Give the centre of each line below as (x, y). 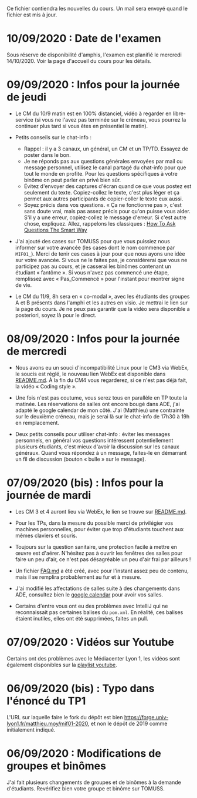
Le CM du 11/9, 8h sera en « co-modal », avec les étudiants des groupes (102, 296)
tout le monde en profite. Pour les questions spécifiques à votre (101, 173)
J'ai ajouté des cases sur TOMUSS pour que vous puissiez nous (93, 241)
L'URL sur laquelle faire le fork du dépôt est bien (65, 717)
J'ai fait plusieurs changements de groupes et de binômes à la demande (94, 782)
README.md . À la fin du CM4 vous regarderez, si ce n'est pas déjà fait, (101, 380)
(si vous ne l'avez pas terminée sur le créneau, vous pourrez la (111, 119)
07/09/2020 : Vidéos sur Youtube (91, 642)
